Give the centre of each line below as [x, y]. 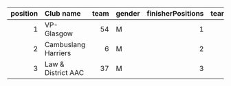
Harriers [58, 53]
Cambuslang [65, 45]
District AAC [64, 73]
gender [128, 13]
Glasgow [59, 33]
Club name [63, 13]
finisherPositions [175, 13]
